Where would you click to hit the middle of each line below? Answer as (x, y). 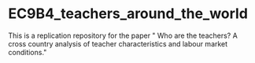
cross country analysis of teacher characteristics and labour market (118, 43)
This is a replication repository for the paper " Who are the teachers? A (123, 35)
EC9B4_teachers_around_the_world (128, 14)
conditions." (28, 52)
